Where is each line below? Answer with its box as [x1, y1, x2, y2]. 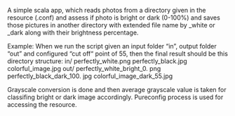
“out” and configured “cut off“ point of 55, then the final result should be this [7, 49, 228, 58]
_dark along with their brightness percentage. [7, 28, 139, 37]
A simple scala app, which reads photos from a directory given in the [7, 6, 206, 14]
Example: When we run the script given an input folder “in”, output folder [7, 42, 217, 50]
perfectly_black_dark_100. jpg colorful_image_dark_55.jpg [7, 72, 173, 80]
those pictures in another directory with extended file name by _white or [7, 21, 215, 29]
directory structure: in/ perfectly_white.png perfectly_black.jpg [7, 57, 187, 65]
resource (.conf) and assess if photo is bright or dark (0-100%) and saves [7, 13, 221, 22]
